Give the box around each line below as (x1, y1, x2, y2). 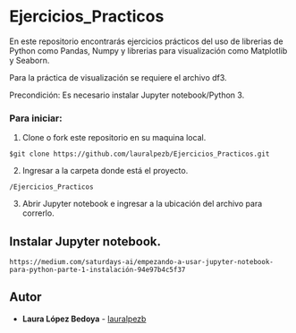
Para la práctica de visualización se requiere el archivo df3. (9, 72, 227, 82)
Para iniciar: (9, 112, 63, 124)
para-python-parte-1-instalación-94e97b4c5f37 (9, 266, 186, 275)
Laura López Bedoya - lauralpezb (21, 313, 147, 324)
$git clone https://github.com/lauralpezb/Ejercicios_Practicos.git (9, 149, 270, 158)
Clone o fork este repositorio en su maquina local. (21, 132, 207, 143)
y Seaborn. (9, 55, 50, 65)
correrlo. (21, 208, 55, 218)
